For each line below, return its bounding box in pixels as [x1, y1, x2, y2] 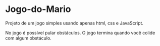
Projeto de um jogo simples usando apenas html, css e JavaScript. [5, 20, 144, 26]
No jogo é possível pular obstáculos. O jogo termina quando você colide [5, 29, 155, 35]
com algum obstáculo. [5, 35, 51, 41]
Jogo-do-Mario [5, 3, 72, 15]
